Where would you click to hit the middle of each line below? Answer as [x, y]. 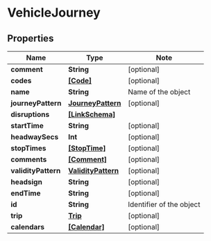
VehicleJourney [54, 13]
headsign [27, 182]
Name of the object [159, 92]
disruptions [30, 114]
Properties [31, 38]
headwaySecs [35, 137]
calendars [28, 227]
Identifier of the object [164, 204]
